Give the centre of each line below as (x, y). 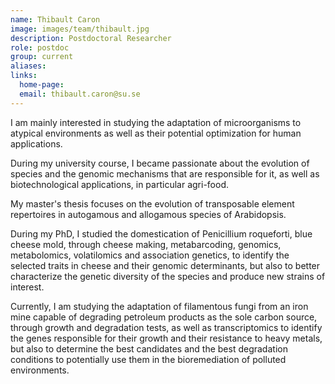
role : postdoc (40, 47)
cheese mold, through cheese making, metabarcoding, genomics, (146, 244)
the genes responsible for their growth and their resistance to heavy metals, (166, 338)
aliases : (28, 66)
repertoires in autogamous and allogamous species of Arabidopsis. (148, 214)
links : (24, 76)
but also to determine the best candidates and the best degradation (149, 348)
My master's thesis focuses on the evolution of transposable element (152, 203)
